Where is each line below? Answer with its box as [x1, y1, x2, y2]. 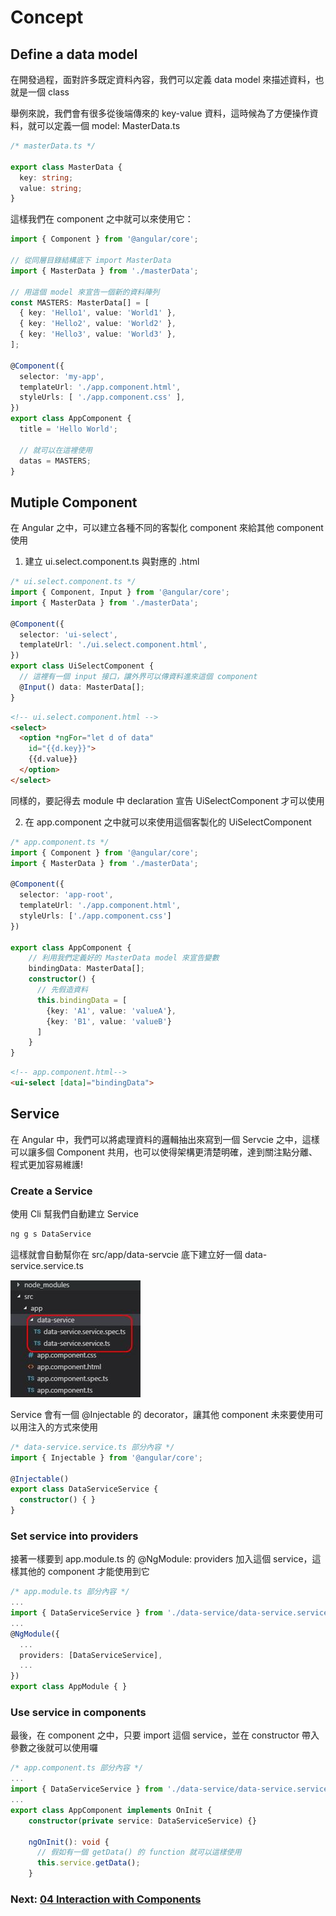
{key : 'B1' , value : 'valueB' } [46, 1016, 172, 1026]
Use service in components [10, 1706, 147, 1720]
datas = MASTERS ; [19, 456, 92, 466]
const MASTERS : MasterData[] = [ [10, 297, 150, 308]
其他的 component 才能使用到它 [18, 1566, 150, 1578]
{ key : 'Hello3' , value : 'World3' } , [19, 329, 177, 340]
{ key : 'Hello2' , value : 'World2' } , [19, 319, 177, 329]
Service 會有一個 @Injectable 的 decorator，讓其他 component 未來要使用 [10, 1408, 315, 1420]
